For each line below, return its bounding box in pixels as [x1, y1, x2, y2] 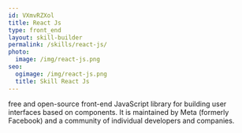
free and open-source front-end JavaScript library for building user [8, 99, 227, 109]
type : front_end [8, 26, 61, 34]
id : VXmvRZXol [8, 11, 55, 20]
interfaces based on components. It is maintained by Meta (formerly [8, 107, 229, 116]
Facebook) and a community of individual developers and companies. [8, 116, 235, 125]
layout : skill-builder [8, 33, 83, 42]
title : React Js [8, 19, 61, 27]
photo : [8, 48, 30, 56]
